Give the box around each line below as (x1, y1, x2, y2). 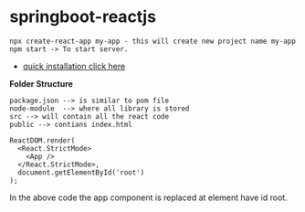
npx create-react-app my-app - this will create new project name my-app (9, 37, 297, 46)
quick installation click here (22, 60, 126, 71)
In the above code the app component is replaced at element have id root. (9, 192, 288, 203)
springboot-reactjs (9, 6, 157, 27)
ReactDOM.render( (9, 135, 76, 145)
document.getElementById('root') (17, 167, 145, 177)
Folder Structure (9, 78, 73, 89)
